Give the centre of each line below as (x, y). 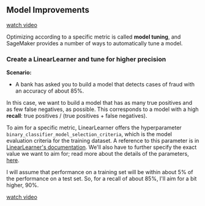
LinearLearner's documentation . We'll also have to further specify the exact (102, 147)
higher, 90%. (23, 185)
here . (13, 160)
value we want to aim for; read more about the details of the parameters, (98, 154)
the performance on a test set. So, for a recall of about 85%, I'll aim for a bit (102, 179)
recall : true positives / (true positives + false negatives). (77, 116)
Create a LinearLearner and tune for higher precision (86, 59)
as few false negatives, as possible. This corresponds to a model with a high (102, 109)
